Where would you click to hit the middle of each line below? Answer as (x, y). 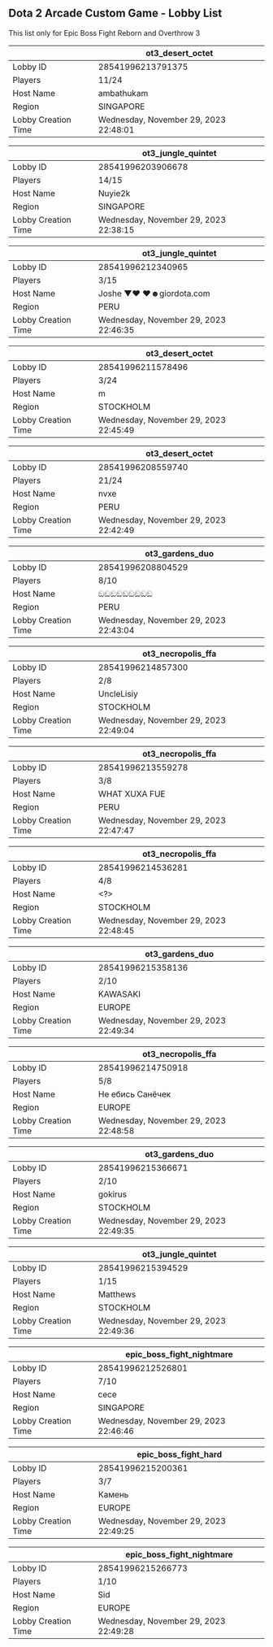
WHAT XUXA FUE (132, 793)
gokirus (113, 1194)
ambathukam (123, 93)
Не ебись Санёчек (134, 1094)
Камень (113, 1494)
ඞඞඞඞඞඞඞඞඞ (125, 593)
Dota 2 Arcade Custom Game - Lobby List (115, 13)
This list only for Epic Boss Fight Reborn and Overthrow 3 (104, 33)
